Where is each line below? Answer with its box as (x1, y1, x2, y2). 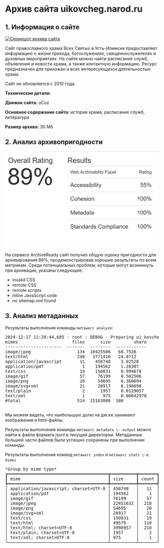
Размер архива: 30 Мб (5, 124, 53, 130)
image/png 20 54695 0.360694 (5, 378, 142, 384)
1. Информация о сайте (5, 23, 80, 31)
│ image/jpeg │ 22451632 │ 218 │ (5, 500, 160, 506)
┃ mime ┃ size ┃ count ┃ (5, 476, 160, 482)
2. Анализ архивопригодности (5, 138, 103, 146)
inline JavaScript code (12, 292, 57, 298)
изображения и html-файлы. (5, 417, 64, 423)
